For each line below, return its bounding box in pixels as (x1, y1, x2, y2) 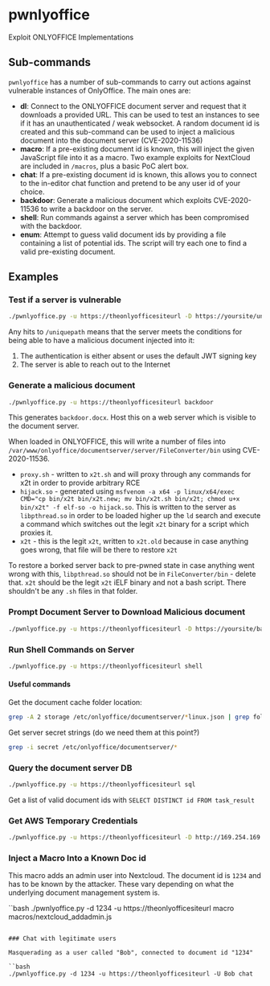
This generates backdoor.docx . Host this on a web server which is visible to (8, 412, 256, 422)
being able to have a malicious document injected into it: (8, 336, 195, 346)
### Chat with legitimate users (8, 934, 117, 943)
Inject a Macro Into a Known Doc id (8, 852, 147, 864)
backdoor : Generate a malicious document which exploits (19, 195, 212, 205)
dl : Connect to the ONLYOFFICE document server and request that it (19, 101, 247, 110)
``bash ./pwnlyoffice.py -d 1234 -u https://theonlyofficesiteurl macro (8, 904, 235, 913)
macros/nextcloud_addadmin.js (8, 912, 112, 922)
